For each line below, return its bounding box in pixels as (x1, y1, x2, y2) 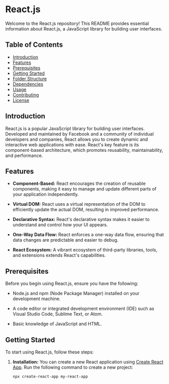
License (12, 97, 29, 103)
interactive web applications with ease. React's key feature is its (5, 141, 140, 148)
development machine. (12, 296, 61, 302)
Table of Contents (5, 41, 63, 49)
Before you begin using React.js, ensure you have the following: (5, 280, 139, 286)
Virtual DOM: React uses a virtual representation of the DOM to (12, 201, 146, 207)
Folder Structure (12, 75, 47, 82)
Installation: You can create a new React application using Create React (12, 359, 163, 365)
